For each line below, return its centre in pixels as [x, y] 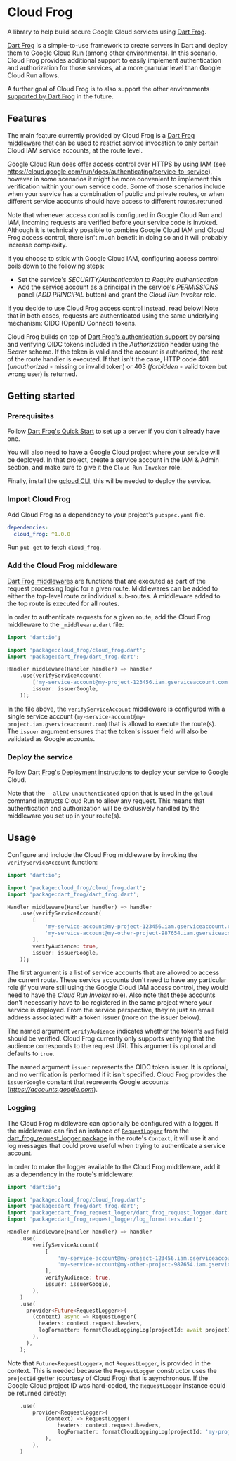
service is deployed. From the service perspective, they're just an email [111, 1010]
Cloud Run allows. [33, 75]
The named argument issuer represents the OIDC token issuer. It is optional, [118, 1067]
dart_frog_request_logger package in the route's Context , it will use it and [113, 1138]
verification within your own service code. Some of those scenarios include [117, 186]
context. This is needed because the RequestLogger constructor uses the [112, 1370]
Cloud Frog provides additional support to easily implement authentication [114, 60]
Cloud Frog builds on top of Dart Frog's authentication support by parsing [113, 336]
